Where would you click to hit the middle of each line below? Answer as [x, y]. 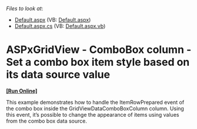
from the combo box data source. [46, 121]
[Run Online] [22, 91]
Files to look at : [25, 9]
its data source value [58, 75]
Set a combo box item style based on [98, 62]
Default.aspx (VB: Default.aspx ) [53, 20]
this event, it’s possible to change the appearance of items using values [93, 114]
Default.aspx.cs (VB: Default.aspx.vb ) [60, 26]
